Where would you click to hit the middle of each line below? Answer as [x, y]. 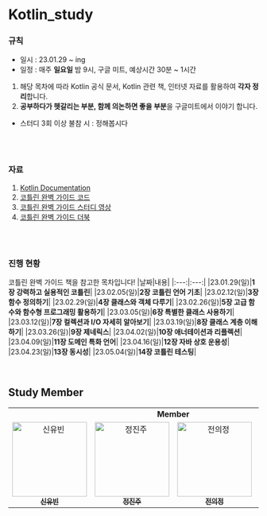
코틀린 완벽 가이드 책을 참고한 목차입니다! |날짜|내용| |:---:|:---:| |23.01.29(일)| [130, 282]
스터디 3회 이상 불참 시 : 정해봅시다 [74, 123]
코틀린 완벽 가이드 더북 [55, 217]
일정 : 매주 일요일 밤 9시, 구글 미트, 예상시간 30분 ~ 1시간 [108, 70]
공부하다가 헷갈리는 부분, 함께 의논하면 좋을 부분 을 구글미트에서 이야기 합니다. [139, 107]
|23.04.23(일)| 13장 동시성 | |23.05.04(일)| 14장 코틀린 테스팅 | [103, 352]
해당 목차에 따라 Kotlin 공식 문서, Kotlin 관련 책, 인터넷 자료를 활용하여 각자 [135, 87]
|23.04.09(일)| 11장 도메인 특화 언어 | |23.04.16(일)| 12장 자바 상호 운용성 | [119, 342]
